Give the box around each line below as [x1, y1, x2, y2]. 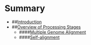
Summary [4, 3, 45, 14]
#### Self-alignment [19, 34, 60, 40]
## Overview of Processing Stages [11, 24, 81, 30]
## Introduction [11, 19, 42, 25]
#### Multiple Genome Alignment [19, 29, 86, 35]
